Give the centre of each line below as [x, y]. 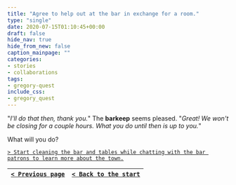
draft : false [26, 33]
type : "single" [29, 20]
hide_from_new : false [39, 46]
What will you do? [33, 139]
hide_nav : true [29, 40]
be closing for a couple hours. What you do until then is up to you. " [104, 126]
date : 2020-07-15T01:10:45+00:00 [56, 27]
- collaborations [33, 72]
